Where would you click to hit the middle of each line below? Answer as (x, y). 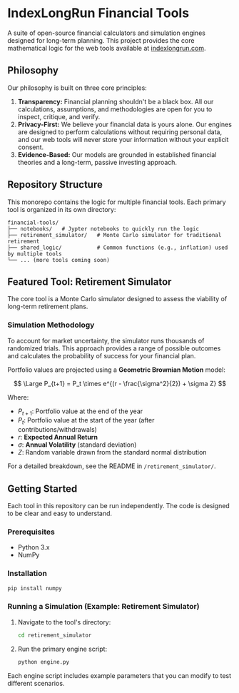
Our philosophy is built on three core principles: (77, 88)
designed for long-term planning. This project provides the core (101, 40)
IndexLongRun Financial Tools (98, 13)
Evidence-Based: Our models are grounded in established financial (117, 154)
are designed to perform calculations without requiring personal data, (120, 132)
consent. (31, 147)
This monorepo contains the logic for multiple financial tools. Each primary (117, 202)
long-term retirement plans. (48, 307)
